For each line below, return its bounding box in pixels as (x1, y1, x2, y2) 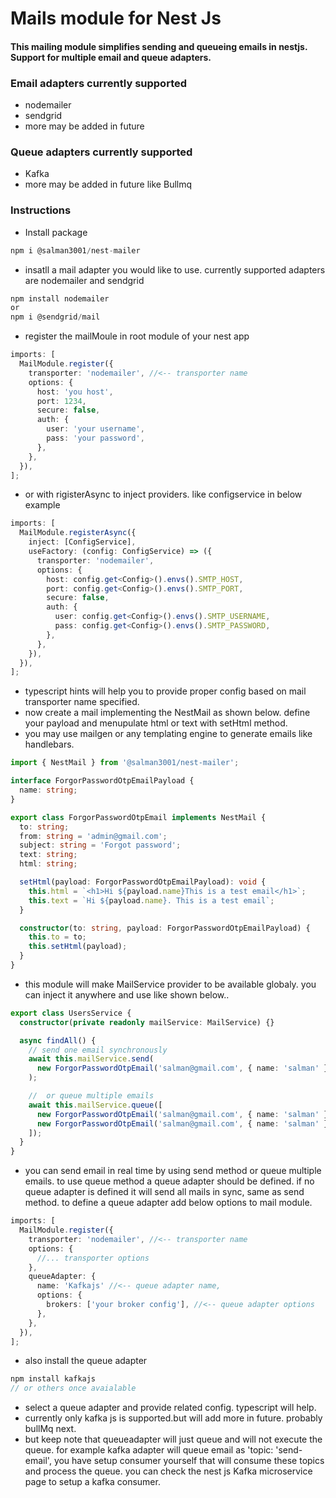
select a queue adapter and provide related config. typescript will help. (24, 1402, 317, 1414)
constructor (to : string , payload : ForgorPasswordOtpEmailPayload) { (19, 923, 311, 933)
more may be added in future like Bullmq (24, 178, 193, 191)
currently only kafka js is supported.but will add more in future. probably (24, 1412, 323, 1424)
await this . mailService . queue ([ (28, 1100, 163, 1110)
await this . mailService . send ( (28, 1054, 155, 1064)
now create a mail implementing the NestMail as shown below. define (24, 707, 311, 719)
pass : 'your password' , (46, 433, 145, 444)
